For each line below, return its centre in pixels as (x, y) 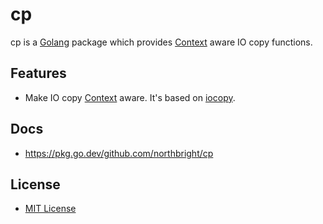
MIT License (50, 209)
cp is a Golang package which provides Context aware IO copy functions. (161, 42)
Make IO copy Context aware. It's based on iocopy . (130, 97)
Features (38, 73)
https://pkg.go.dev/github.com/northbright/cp (119, 153)
